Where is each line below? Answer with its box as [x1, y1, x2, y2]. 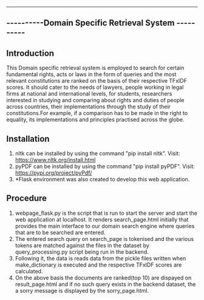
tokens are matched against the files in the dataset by [15, 242, 150, 249]
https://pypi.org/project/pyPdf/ [15, 169, 92, 176]
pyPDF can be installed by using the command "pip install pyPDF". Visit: [15, 162, 195, 170]
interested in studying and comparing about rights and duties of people [6, 97, 185, 104]
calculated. [15, 267, 43, 274]
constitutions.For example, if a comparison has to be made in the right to [6, 110, 188, 117]
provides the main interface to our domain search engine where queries [15, 222, 195, 229]
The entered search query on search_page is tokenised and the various [15, 235, 194, 242]
